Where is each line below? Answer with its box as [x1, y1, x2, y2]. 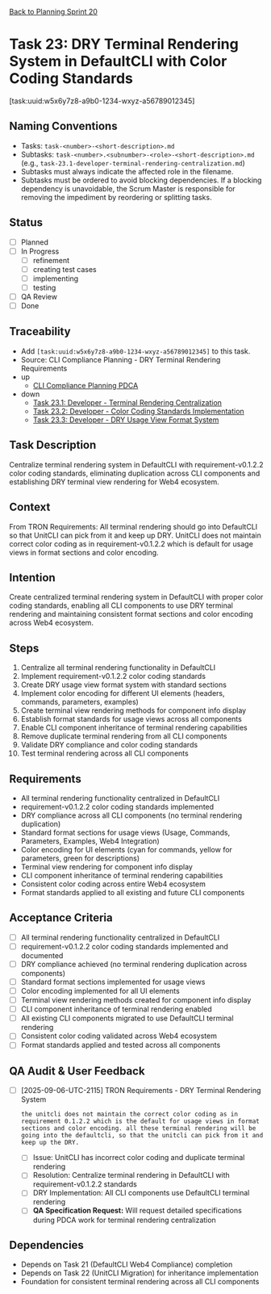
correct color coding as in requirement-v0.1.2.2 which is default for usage [9, 538, 253, 548]
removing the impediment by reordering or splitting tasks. [20, 192, 212, 202]
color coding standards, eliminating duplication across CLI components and [9, 468, 261, 478]
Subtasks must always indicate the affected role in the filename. [20, 166, 234, 176]
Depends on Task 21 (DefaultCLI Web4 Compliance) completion [20, 1259, 233, 1270]
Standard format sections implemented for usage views [20, 977, 206, 986]
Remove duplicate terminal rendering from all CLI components [20, 731, 227, 741]
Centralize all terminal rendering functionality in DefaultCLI [20, 663, 216, 672]
